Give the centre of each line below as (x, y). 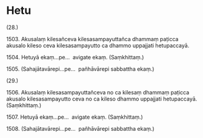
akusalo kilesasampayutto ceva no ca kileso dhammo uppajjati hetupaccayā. (102, 99)
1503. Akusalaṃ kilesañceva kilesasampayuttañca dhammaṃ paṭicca (92, 39)
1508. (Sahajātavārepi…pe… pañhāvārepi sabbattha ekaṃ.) (80, 128)
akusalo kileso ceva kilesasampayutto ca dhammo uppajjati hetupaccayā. (98, 45)
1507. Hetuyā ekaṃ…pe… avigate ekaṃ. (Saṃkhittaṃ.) (75, 117)
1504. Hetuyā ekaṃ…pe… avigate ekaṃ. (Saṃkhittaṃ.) (75, 57)
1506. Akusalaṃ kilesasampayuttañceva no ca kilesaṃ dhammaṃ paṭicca (98, 92)
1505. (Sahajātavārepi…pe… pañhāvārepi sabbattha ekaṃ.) (80, 69)
